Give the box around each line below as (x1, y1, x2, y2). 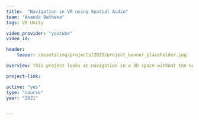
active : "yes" (6, 84, 41, 90)
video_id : (6, 36, 31, 42)
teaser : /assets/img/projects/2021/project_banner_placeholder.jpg (17, 52, 187, 58)
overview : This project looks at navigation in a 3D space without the (6, 63, 187, 69)
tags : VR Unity (6, 20, 44, 25)
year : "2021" (6, 95, 38, 101)
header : (6, 47, 25, 53)
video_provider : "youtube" (6, 30, 73, 36)
